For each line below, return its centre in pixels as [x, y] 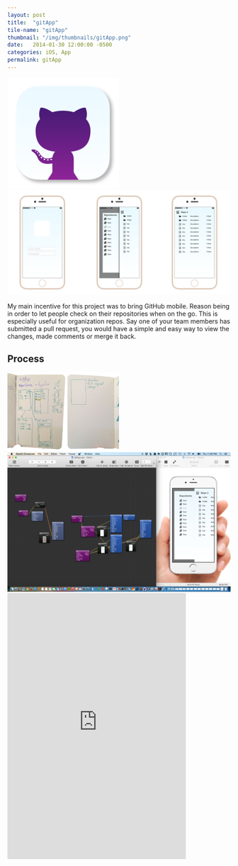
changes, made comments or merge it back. [72, 336]
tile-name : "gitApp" [38, 30]
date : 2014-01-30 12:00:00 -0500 [60, 45]
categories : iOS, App [39, 52]
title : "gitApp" [33, 22]
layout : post [27, 15]
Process [26, 359]
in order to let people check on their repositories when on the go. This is [113, 314]
